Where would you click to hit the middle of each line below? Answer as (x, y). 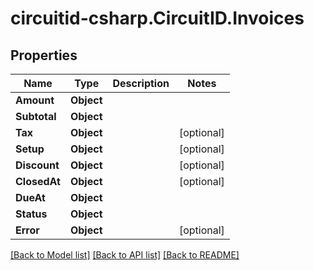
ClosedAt (38, 181)
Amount (35, 100)
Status (31, 214)
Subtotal (36, 116)
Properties (44, 55)
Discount (37, 165)
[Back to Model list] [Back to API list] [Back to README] (125, 255)
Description (141, 83)
